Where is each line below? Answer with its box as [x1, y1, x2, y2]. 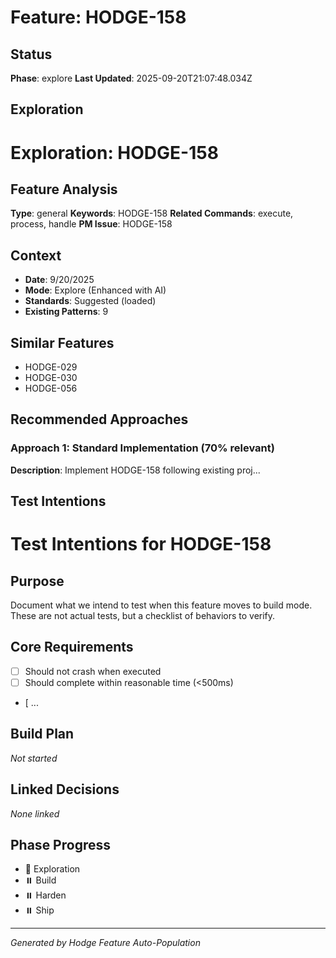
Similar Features [10, 334, 115, 351]
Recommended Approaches [10, 411, 189, 428]
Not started [10, 752, 58, 764]
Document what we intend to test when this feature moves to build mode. [10, 599, 313, 611]
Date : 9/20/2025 [24, 274, 95, 286]
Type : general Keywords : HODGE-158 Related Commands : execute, [10, 207, 294, 220]
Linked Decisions [10, 781, 120, 798]
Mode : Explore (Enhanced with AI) [24, 284, 167, 296]
